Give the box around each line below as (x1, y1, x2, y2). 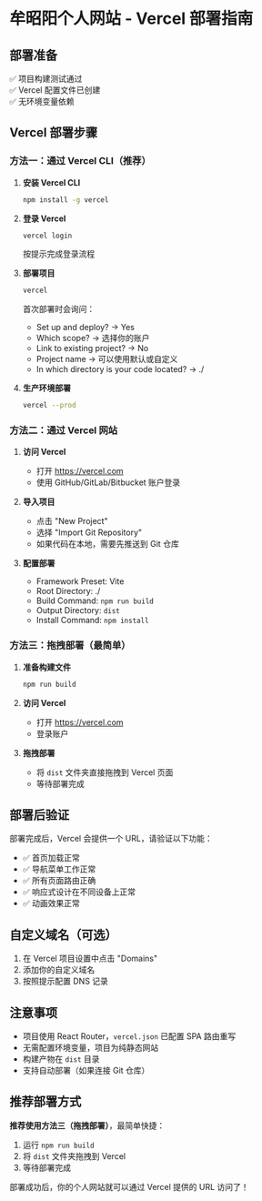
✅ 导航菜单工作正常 (22, 863, 96, 874)
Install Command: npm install (35, 615, 149, 626)
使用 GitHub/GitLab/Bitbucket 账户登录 (35, 477, 181, 488)
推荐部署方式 (9, 1094, 82, 1110)
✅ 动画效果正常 (22, 898, 80, 909)
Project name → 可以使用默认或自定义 (35, 354, 178, 365)
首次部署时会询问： (22, 304, 96, 315)
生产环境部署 (22, 383, 71, 394)
